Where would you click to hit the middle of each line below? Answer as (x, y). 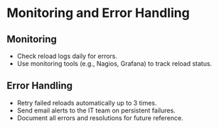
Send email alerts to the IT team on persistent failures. (96, 110)
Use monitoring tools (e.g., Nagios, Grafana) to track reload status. (114, 64)
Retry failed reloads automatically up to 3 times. (87, 103)
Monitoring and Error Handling (98, 13)
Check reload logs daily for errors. (67, 56)
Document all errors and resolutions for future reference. (100, 117)
